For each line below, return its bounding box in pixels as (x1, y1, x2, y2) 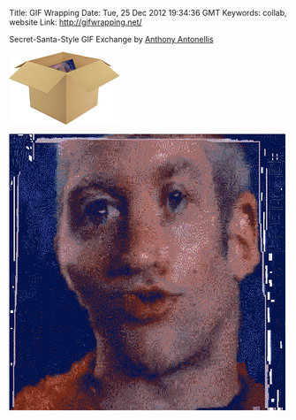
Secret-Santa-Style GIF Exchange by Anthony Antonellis (9, 34, 214, 44)
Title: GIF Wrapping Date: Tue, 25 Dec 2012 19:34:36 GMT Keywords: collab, (9, 8, 287, 18)
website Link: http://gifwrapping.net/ (9, 17, 143, 27)
